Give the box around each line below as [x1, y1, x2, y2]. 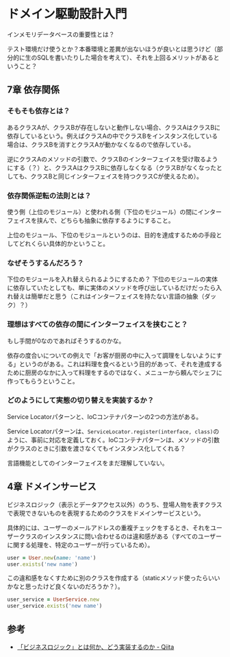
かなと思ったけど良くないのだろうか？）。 [7, 582, 125, 590]
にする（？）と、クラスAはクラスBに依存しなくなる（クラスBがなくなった [7, 163, 217, 171]
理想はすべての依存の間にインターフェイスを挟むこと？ [7, 320, 188, 329]
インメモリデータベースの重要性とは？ [7, 30, 115, 38]
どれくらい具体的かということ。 [18, 239, 110, 248]
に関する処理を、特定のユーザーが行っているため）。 [7, 540, 154, 549]
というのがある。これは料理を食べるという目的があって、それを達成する [18, 359, 222, 368]
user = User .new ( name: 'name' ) [7, 554, 97, 561]
